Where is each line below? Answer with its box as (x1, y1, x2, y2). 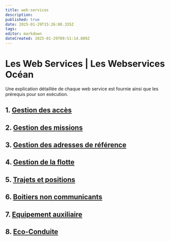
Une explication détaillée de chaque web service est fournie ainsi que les (5, 85, 159, 92)
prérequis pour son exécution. (5, 91, 69, 97)
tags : (5, 27, 17, 32)
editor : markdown (5, 31, 42, 36)
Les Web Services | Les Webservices (5, 58, 165, 69)
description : (5, 12, 33, 17)
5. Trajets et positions (5, 175, 75, 184)
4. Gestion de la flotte (5, 158, 75, 166)
